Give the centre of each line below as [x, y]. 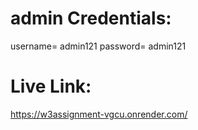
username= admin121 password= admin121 [98, 46]
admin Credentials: [91, 18]
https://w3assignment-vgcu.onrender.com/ [99, 114]
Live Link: [51, 86]
